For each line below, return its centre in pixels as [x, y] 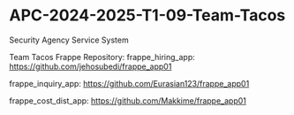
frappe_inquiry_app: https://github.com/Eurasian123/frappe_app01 [129, 83]
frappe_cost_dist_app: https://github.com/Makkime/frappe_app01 [128, 100]
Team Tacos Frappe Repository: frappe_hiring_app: [102, 57]
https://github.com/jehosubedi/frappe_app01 [90, 66]
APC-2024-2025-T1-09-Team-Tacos [147, 15]
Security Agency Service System [69, 40]
